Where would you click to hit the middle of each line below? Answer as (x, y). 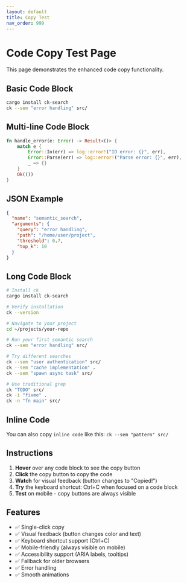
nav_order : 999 (25, 23)
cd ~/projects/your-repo (37, 329)
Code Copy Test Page (61, 53)
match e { (30, 146)
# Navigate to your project (42, 323)
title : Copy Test (28, 18)
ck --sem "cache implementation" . (51, 368)
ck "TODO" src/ (25, 390)
